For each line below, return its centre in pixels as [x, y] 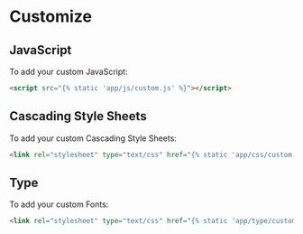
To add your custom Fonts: [59, 204]
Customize [51, 17]
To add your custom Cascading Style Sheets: [93, 138]
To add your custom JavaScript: [69, 71]
